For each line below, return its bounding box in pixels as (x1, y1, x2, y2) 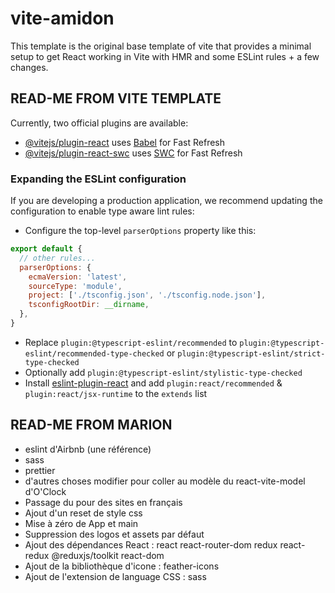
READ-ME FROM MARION (10, 417, 173, 434)
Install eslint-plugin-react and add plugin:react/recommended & (24, 377, 283, 389)
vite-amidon (10, 7, 115, 30)
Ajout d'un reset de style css (24, 507, 143, 519)
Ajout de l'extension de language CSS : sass (24, 570, 207, 582)
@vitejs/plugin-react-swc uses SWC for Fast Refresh (24, 147, 243, 159)
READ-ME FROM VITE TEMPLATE (10, 90, 222, 107)
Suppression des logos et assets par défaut (24, 528, 205, 540)
